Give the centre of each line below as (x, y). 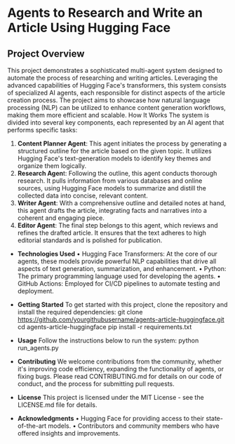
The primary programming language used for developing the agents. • (119, 276)
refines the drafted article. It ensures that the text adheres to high (112, 233)
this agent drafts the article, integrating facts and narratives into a (112, 210)
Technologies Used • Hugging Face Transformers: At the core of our (117, 254)
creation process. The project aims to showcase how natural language (109, 100)
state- (214, 418)
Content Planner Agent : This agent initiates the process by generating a (122, 144)
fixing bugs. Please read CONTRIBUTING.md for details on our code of (120, 376)
